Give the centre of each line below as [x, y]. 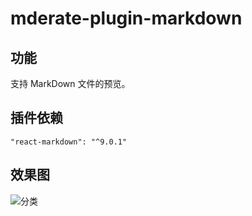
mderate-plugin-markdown [126, 18]
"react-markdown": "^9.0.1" [69, 142]
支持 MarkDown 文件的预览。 [70, 83]
